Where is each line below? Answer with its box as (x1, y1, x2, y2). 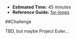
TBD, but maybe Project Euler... (5, 28, 69, 34)
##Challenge (5, 19, 32, 24)
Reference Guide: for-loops (12, 9, 70, 15)
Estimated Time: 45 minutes (12, 4, 71, 10)
